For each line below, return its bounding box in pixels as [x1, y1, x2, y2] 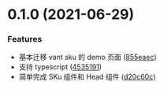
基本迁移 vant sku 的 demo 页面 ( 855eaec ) [18, 53, 157, 62]
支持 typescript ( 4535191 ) [18, 62, 102, 72]
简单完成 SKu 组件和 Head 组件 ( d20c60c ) [18, 72, 156, 82]
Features [7, 34, 43, 45]
